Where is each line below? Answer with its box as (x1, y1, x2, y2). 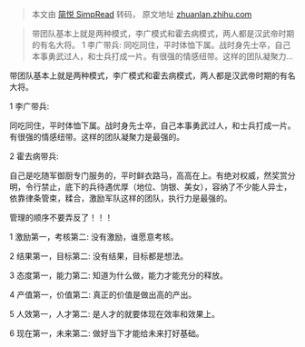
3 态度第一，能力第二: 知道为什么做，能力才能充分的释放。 (9, 270, 229, 281)
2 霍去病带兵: (9, 151, 59, 162)
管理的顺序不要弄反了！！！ (9, 213, 113, 223)
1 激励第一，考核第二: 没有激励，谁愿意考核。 (9, 232, 179, 242)
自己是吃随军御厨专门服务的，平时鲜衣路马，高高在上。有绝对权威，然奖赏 (9, 170, 288, 181)
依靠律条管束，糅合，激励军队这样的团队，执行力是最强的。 (9, 193, 232, 203)
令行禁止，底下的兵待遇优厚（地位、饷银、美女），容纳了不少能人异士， (25, 182, 292, 192)
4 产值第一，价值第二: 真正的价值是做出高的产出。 (9, 290, 197, 300)
